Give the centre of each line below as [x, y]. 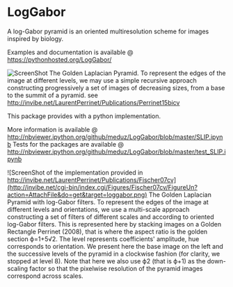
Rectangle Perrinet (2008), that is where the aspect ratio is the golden [107, 231]
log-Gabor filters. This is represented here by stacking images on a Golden [114, 224]
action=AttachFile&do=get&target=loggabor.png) [77, 195]
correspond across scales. [45, 276]
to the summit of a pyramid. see [53, 95]
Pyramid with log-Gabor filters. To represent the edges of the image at [108, 202]
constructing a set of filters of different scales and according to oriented [111, 217]
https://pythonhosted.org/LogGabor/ [59, 59]
